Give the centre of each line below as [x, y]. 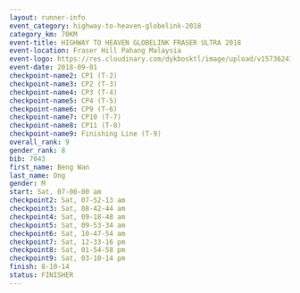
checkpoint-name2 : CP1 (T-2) [63, 76]
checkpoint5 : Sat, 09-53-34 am [67, 225]
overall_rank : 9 [39, 142]
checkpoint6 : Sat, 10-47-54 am [67, 233]
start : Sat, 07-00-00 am [55, 192]
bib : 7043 [28, 159]
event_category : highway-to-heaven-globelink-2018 [105, 26]
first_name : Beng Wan [50, 167]
